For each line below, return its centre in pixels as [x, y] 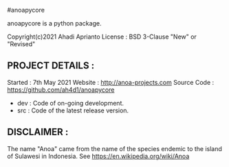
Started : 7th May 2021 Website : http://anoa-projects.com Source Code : [111, 82]
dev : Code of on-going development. [70, 103]
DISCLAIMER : [38, 132]
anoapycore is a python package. [54, 23]
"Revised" [21, 44]
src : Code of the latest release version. [73, 110]
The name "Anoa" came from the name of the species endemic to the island [115, 148]
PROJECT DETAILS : [51, 66]
